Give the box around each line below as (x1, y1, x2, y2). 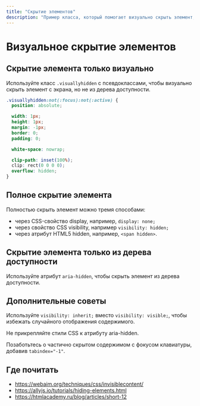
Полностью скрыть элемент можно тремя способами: (6, 206, 146, 213)
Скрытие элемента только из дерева (6, 248, 152, 258)
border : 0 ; (11, 130, 39, 136)
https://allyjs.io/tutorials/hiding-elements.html (14, 387, 127, 394)
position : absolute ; (11, 102, 62, 109)
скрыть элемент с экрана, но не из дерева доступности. (6, 86, 151, 93)
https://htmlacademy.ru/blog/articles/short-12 (14, 393, 127, 401)
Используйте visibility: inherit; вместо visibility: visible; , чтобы (6, 312, 187, 319)
